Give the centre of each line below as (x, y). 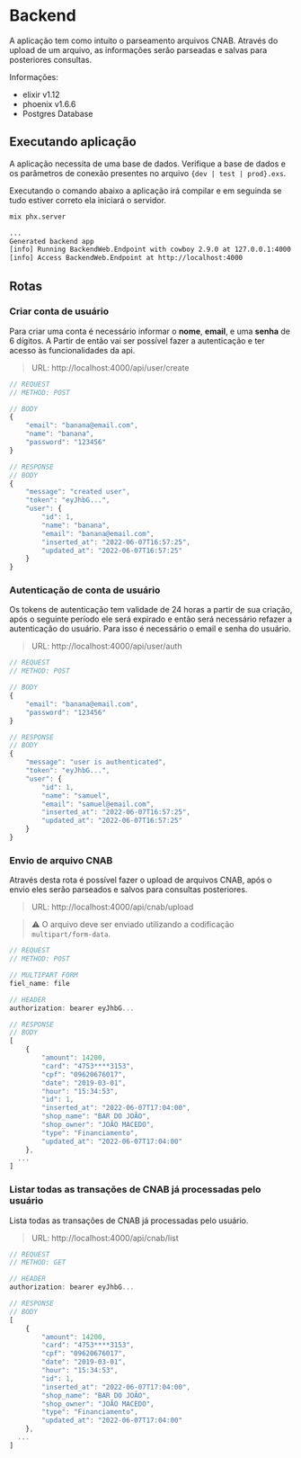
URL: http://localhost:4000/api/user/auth (106, 646)
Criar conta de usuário (59, 311)
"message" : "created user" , (78, 492)
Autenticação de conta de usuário (85, 590)
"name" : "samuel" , (76, 796)
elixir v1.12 (41, 94)
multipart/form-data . (71, 934)
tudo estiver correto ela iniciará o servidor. (88, 200)
